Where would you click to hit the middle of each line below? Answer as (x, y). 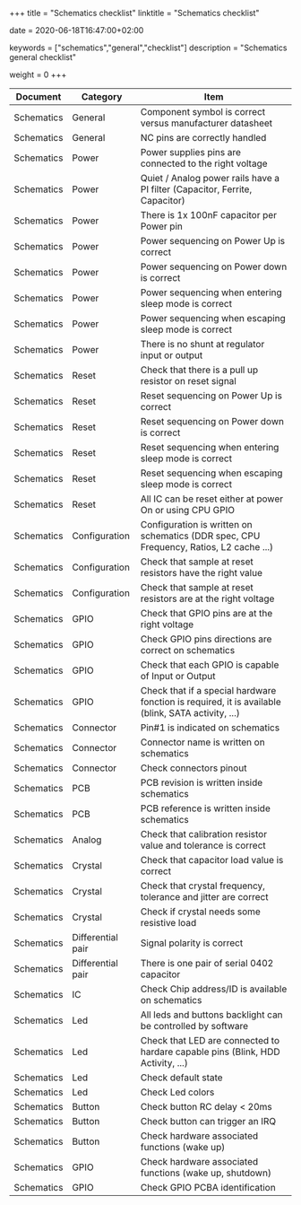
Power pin (162, 226)
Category (102, 96)
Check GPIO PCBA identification (208, 1188)
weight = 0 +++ (38, 74)
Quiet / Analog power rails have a (210, 178)
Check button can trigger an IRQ (208, 1121)
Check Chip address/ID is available (214, 989)
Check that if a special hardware (208, 690)
